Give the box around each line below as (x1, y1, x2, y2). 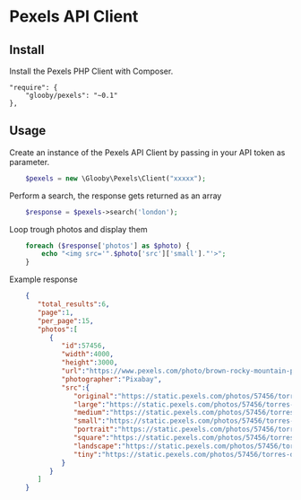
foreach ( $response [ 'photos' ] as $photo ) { (25, 241, 191, 250)
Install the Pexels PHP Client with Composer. (9, 66, 174, 76)
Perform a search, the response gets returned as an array (9, 190, 222, 201)
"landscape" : (73, 442, 123, 451)
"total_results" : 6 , (37, 300, 110, 309)
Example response (9, 274, 78, 285)
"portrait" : (73, 425, 118, 434)
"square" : (73, 434, 110, 443)
